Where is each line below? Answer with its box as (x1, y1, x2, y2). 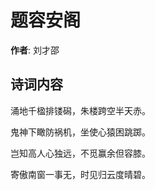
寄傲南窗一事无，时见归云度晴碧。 (10, 168, 151, 180)
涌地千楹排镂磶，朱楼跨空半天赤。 (10, 104, 151, 116)
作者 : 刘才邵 (10, 44, 60, 56)
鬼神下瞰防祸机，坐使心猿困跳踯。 (10, 126, 151, 138)
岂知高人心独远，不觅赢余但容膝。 (10, 147, 151, 159)
